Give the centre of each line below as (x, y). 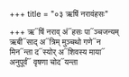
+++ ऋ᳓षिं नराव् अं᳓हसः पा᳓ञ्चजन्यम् (64, 32)
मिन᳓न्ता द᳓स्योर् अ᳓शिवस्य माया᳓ (57, 52)
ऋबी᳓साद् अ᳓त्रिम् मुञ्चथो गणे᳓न (55, 42)
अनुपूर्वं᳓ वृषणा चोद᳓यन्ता (44, 62)
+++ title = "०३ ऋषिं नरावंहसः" (59, 14)
